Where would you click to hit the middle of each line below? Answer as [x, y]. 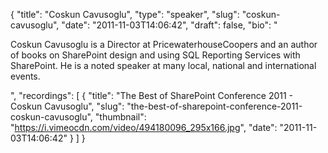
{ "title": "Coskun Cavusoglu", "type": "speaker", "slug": [125, 14]
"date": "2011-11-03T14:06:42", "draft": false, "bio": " [169, 25]
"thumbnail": [120, 117]
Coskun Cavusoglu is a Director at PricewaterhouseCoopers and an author [164, 44]
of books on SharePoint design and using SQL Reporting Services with [155, 55]
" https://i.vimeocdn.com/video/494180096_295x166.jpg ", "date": [144, 127]
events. [25, 76]
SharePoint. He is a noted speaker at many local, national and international [163, 65]
